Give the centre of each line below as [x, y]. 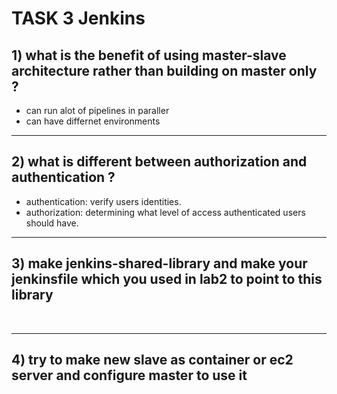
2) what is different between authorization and [159, 162]
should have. [52, 223]
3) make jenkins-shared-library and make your [159, 263]
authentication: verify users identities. [103, 201]
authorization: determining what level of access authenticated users [165, 212]
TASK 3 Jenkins [78, 18]
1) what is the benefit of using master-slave [149, 55]
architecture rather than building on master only [164, 70]
